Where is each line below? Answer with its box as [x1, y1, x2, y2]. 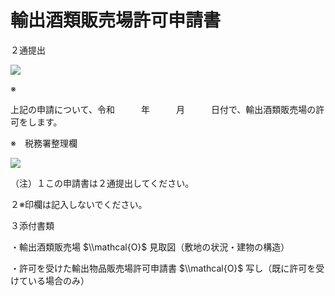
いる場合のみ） [27, 274, 90, 286]
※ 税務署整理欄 [10, 137, 78, 149]
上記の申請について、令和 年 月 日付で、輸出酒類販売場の [10, 103, 317, 115]
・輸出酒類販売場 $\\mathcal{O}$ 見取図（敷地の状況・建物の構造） [10, 241, 290, 253]
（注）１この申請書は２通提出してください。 [10, 177, 195, 189]
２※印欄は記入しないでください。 [10, 198, 148, 210]
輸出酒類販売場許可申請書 [10, 9, 222, 32]
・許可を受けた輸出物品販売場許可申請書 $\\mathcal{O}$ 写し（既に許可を [10, 262, 317, 274]
